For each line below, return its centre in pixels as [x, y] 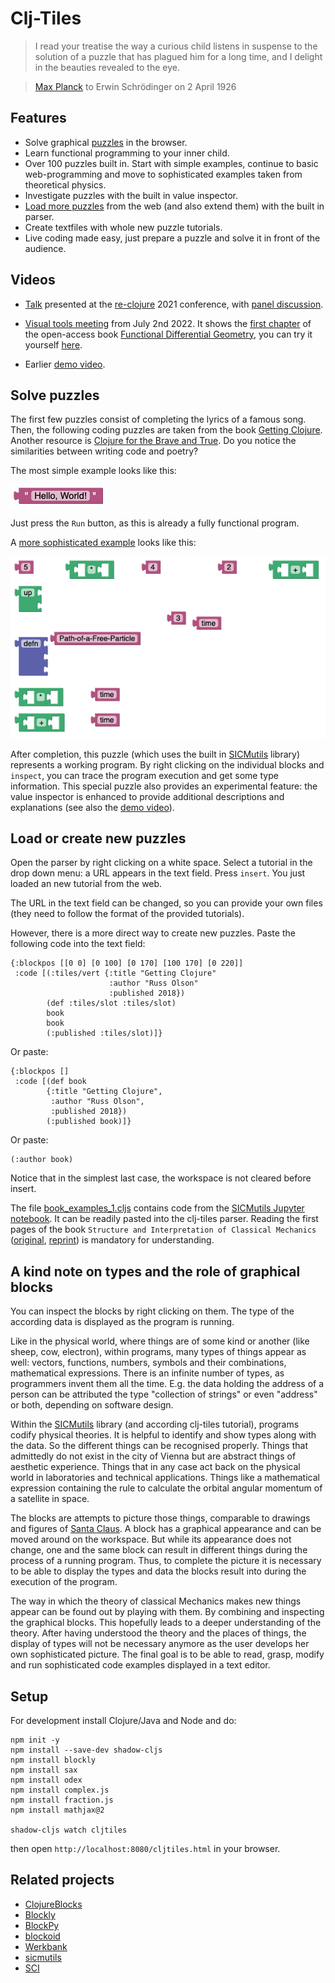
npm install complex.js [60, 1790]
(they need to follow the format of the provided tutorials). [127, 914]
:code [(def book [50, 1082]
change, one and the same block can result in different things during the [159, 1550]
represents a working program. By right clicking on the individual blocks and [167, 764]
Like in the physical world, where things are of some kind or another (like [160, 1341]
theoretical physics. [65, 184]
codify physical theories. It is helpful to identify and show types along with [163, 1435]
